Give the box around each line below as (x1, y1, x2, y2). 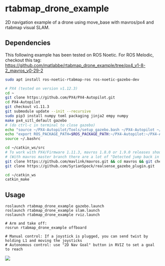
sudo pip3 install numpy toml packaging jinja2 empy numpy (5, 113, 129, 118)
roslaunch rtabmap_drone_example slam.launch (5, 208, 100, 213)
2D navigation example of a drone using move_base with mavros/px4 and (5, 19, 154, 25)
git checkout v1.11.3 (5, 104, 50, 109)
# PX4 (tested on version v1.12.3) (5, 86, 78, 91)
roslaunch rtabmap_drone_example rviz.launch (5, 212, 100, 217)
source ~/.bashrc (5, 136, 41, 141)
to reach (5, 247, 23, 252)
